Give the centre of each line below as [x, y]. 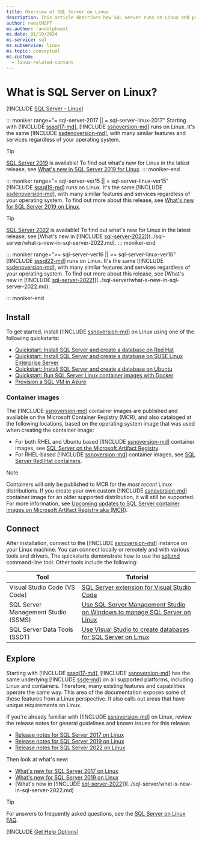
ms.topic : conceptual [33, 51]
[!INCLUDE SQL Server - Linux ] [45, 109]
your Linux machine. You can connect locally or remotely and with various [98, 550]
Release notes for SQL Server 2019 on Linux [69, 742]
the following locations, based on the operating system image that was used [101, 423]
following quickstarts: [33, 338]
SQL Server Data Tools [41, 629]
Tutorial [137, 578]
